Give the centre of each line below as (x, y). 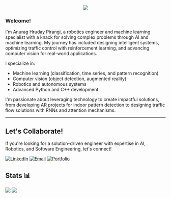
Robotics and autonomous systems (49, 84)
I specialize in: (20, 63)
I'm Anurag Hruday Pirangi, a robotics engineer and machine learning (78, 32)
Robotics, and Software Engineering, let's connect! (59, 149)
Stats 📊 (18, 175)
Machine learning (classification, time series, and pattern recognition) (85, 73)
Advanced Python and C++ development (55, 90)
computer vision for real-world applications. (51, 54)
